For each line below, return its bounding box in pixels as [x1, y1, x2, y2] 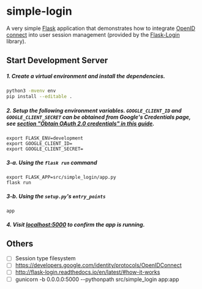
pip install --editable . [6, 94, 72, 100]
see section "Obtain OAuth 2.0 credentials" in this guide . [6, 119, 155, 127]
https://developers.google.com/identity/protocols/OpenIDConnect [15, 261, 182, 269]
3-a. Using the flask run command [6, 159, 97, 166]
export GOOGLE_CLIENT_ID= [6, 141, 72, 147]
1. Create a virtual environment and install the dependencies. [6, 72, 165, 80]
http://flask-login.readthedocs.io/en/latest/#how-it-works [15, 268, 160, 276]
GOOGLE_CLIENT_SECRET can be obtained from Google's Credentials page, [6, 113, 191, 121]
